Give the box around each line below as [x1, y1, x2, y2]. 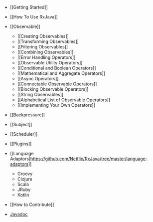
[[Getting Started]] [9, 4, 48, 10]
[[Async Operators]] [17, 76, 59, 81]
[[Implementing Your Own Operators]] [17, 102, 96, 108]
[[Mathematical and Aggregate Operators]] [17, 70, 106, 76]
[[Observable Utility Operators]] [17, 60, 83, 65]
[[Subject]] [9, 122, 32, 127]
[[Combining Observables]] [17, 49, 74, 55]
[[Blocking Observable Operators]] [17, 86, 89, 92]
